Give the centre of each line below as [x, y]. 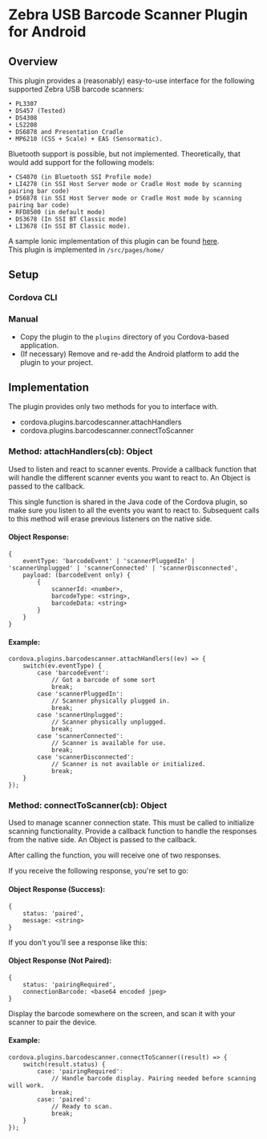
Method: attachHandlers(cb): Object [81, 452]
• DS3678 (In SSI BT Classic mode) [68, 219]
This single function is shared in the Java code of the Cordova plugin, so [128, 501]
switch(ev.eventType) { [63, 666]
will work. [26, 1086]
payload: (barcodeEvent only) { [77, 575]
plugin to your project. [57, 362]
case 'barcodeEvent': [73, 673]
